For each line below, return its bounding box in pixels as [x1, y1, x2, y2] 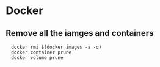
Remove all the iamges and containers [5, 28, 154, 38]
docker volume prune [11, 55, 64, 61]
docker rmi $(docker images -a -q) [11, 44, 102, 50]
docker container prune [11, 49, 71, 55]
